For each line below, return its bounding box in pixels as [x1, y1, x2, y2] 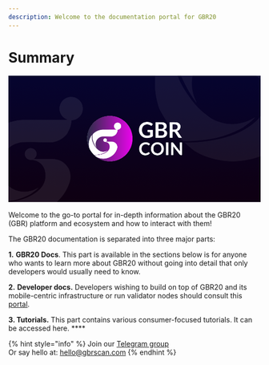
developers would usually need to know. [8, 266, 142, 276]
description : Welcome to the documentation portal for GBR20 [8, 13, 217, 21]
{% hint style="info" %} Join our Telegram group [8, 339, 170, 348]
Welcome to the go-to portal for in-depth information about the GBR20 [8, 209, 241, 220]
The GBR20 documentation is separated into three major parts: [8, 233, 216, 244]
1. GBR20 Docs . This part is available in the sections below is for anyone [8, 249, 247, 259]
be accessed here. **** [8, 323, 86, 333]
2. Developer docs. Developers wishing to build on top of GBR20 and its [8, 282, 247, 292]
